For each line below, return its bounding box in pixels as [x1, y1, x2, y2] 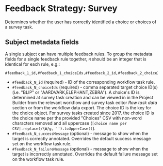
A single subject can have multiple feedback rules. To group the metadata [5, 51, 153, 57]
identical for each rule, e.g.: [5, 61, 60, 67]
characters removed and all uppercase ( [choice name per [12, 120, 127, 126]
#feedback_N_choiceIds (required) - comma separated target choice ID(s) [12, 84, 158, 90]
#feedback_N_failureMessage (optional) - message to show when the [12, 146, 148, 151]
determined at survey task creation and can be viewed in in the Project [12, 94, 154, 100]
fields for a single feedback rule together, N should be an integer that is [5, 56, 147, 62]
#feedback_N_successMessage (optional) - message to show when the [12, 130, 148, 136]
